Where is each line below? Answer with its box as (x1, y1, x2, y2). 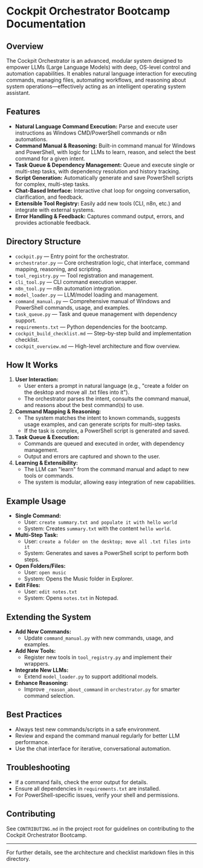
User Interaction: (14, 376, 59, 383)
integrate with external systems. (14, 206, 95, 213)
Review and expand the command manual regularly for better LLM (14, 732, 180, 739)
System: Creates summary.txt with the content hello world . (24, 525, 172, 532)
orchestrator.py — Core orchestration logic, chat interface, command (14, 259, 190, 266)
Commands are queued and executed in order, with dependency (24, 440, 185, 448)
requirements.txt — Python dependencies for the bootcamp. (14, 323, 168, 330)
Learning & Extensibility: (14, 459, 79, 466)
